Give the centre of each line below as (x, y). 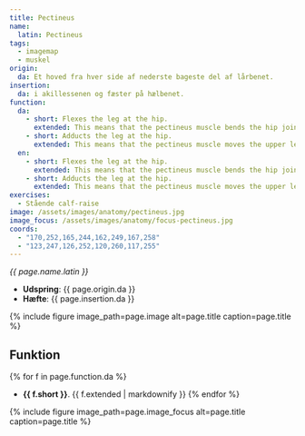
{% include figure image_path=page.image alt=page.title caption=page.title (151, 317)
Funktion (35, 355)
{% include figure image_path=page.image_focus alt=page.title (128, 412)
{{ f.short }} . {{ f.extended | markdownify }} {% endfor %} (131, 394)
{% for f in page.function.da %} (68, 377)
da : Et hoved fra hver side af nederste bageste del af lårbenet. (146, 77)
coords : (24, 229)
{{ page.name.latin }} (49, 272)
